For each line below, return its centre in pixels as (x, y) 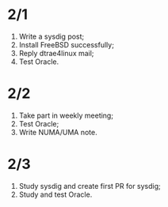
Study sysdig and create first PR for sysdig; (90, 186)
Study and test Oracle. (55, 194)
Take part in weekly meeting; (66, 115)
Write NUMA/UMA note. (58, 132)
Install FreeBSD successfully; (66, 44)
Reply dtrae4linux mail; (56, 53)
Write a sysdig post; (52, 36)
